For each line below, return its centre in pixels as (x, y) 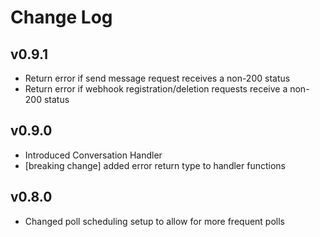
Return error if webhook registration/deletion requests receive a (156, 89)
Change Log (61, 17)
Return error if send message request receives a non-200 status (157, 78)
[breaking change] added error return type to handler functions (155, 165)
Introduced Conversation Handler (93, 155)
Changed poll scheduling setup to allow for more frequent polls (154, 221)
